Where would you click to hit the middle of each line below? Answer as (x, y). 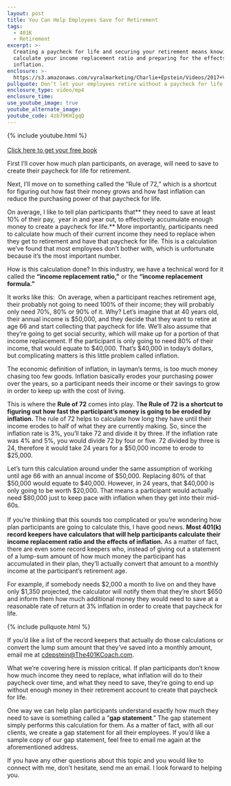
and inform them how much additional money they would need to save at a (113, 598)
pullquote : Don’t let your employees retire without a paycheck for (107, 84)
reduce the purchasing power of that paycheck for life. (84, 198)
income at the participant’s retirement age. (67, 571)
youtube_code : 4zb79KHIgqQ (46, 116)
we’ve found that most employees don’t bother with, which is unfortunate (111, 248)
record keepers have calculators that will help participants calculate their (114, 534)
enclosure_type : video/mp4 (46, 90)
